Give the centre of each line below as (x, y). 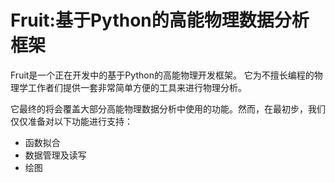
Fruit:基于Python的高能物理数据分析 (160, 20)
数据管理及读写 (55, 155)
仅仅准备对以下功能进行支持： (71, 121)
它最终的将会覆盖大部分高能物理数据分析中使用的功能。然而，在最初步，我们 (168, 108)
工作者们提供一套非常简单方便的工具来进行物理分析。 (137, 87)
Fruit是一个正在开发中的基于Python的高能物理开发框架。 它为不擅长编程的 (162, 75)
